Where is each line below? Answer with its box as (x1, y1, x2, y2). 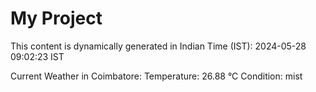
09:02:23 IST (10, 50, 65, 62)
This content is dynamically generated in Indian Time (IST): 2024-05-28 (10, 40, 307, 52)
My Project (10, 7, 103, 30)
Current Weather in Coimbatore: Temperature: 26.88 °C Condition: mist (10, 70, 303, 82)
